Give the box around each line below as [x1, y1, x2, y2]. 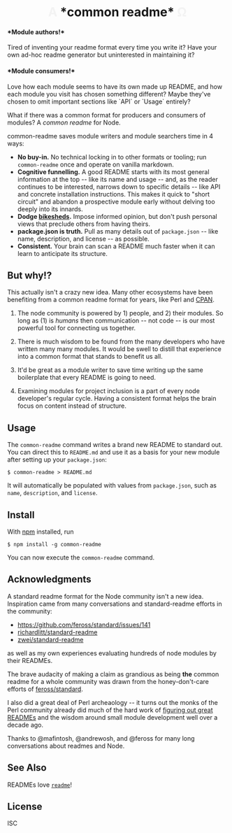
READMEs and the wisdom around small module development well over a [7, 713, 218, 721]
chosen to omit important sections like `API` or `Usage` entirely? [7, 97, 191, 106]
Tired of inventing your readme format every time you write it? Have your [7, 43, 217, 52]
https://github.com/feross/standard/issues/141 [17, 620, 151, 629]
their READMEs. [7, 656, 53, 664]
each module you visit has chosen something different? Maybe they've [7, 90, 211, 98]
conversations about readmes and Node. [7, 741, 125, 750]
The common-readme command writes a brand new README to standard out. [7, 441, 223, 449]
